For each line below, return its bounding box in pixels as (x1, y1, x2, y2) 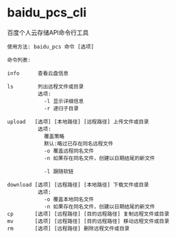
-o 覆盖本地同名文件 (43, 195, 95, 203)
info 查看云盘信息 (7, 70, 68, 77)
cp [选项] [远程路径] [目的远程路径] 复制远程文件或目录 (7, 211, 170, 217)
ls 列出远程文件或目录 (7, 83, 84, 90)
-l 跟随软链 (43, 168, 74, 175)
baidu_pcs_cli (7, 5, 87, 21)
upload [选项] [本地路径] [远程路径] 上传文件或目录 (7, 118, 149, 125)
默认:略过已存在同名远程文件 (43, 140, 114, 147)
